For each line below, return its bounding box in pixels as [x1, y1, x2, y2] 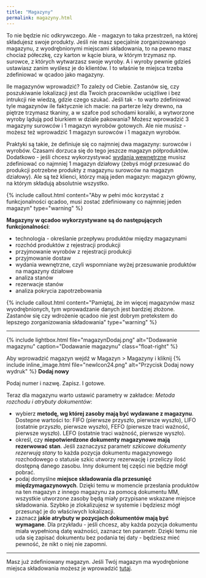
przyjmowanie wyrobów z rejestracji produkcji [15, 248, 132, 255]
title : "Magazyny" [6, 9, 53, 15]
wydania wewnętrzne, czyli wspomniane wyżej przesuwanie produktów [15, 260, 197, 268]
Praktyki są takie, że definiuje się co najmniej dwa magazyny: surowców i [6, 140, 191, 147]
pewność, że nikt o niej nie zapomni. [15, 540, 108, 547]
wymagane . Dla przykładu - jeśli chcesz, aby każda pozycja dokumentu [15, 520, 198, 528]
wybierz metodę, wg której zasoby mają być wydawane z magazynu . [15, 410, 194, 417]
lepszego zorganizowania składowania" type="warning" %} [6, 318, 158, 326]
